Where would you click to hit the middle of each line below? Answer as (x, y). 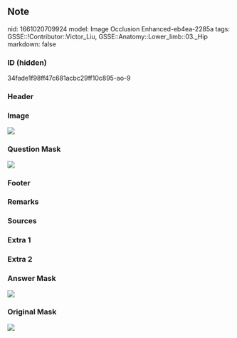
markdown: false (32, 44)
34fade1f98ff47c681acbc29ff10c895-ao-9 (69, 78)
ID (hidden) (27, 62)
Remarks (23, 202)
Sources (22, 221)
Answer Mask (32, 279)
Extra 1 (19, 240)
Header (21, 97)
